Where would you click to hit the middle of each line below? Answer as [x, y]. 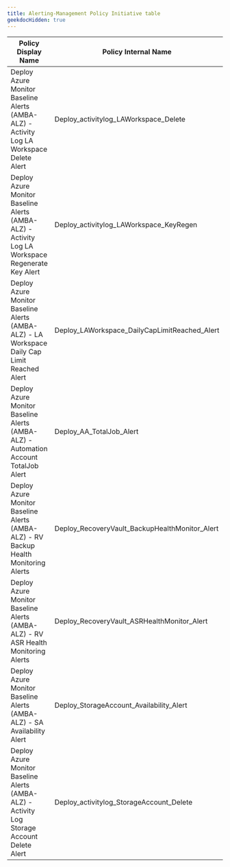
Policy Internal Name [137, 51]
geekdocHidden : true [37, 20]
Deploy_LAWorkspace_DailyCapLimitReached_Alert [137, 330]
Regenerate [29, 263]
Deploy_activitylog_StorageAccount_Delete [124, 802]
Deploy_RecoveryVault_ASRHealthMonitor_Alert [131, 621]
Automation [29, 448]
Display [29, 51]
